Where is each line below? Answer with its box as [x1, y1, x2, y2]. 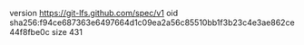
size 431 [51, 27, 83, 37]
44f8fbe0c [9, 27, 50, 37]
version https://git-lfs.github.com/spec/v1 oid [9, 8, 179, 18]
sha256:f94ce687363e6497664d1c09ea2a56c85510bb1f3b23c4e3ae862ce [9, 17, 295, 28]
